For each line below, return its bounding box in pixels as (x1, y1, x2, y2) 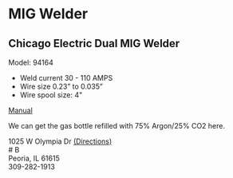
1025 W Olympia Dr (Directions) (8, 136, 113, 146)
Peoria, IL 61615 (8, 153, 60, 163)
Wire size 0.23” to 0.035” (19, 81, 104, 91)
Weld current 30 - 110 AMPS (19, 73, 113, 82)
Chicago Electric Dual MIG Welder (8, 37, 180, 50)
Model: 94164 (8, 57, 54, 67)
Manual (8, 105, 34, 115)
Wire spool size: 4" (19, 90, 83, 100)
